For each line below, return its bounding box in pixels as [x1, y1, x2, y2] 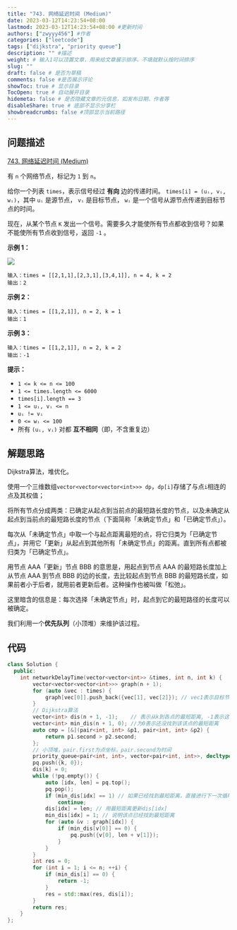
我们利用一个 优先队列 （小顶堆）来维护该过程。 [7, 619, 143, 628]
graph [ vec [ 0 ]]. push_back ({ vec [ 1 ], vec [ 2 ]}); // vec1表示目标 [44, 694, 224, 701]
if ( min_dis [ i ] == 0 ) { [44, 871, 115, 878]
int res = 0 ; [32, 858, 71, 865]
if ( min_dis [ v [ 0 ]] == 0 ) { [57, 825, 138, 833]
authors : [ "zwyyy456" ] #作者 [7, 30, 91, 37]
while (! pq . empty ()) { [32, 773, 99, 780]
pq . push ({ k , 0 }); [32, 759, 83, 766]
